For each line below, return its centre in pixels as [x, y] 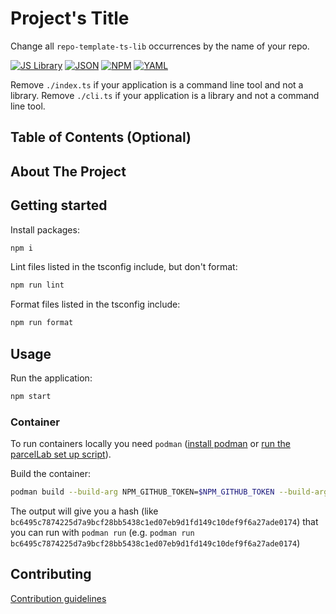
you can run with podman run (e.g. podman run [102, 533]
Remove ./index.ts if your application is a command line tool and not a [157, 84]
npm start [31, 396]
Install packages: [45, 229]
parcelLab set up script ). [61, 454]
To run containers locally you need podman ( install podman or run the [150, 444]
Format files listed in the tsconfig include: [95, 304]
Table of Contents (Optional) [101, 137]
